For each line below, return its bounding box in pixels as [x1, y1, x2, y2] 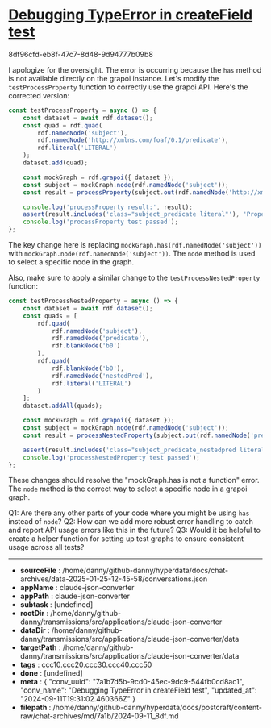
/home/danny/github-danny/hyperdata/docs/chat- [61, 566, 229, 576]
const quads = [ [23, 312, 78, 320]
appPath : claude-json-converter [19, 591, 131, 601]
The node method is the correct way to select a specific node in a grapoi [8, 484, 248, 493]
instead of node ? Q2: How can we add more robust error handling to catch [8, 517, 254, 526]
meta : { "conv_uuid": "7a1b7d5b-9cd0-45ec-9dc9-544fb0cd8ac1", [19, 677, 244, 687]
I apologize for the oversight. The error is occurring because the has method [8, 64, 262, 74]
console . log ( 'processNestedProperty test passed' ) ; [23, 453, 200, 461]
